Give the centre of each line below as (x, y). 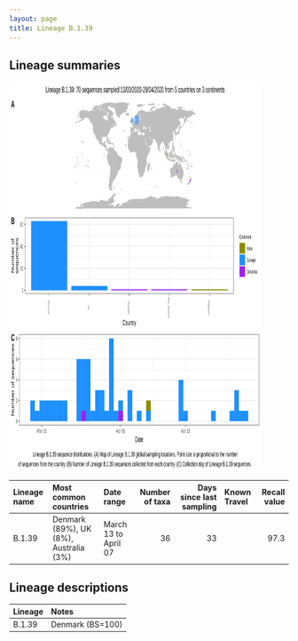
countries (70, 506)
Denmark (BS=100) (87, 625)
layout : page (33, 19)
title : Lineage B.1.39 (51, 28)
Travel (236, 501)
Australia (68, 548)
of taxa (157, 501)
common (69, 497)
